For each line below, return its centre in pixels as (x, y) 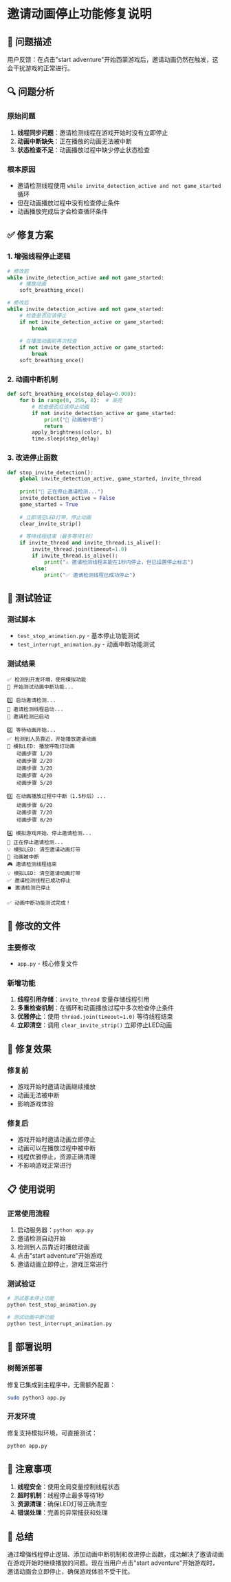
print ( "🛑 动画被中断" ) (74, 420)
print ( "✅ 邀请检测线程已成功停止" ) (90, 575)
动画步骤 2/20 (34, 761)
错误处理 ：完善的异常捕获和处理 (62, 1512)
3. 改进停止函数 (33, 458)
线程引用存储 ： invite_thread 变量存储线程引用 (83, 1000)
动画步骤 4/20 (34, 776)
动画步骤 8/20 (34, 820)
